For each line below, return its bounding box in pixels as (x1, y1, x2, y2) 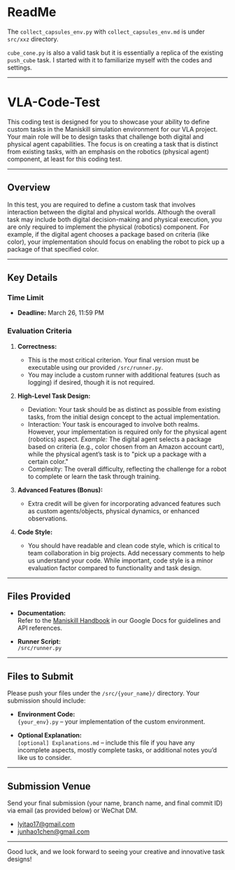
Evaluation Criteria (7, 326, 72, 336)
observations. (27, 514, 68, 523)
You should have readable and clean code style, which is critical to (27, 541, 220, 550)
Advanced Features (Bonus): (17, 485, 104, 494)
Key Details (7, 272, 58, 284)
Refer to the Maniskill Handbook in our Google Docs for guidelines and (17, 616, 221, 625)
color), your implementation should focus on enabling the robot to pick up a (7, 237, 225, 246)
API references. (17, 624, 63, 633)
